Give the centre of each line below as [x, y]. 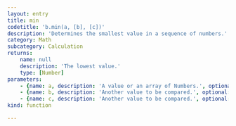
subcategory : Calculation [45, 46]
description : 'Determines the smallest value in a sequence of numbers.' [118, 33]
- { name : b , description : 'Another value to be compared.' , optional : [125, 92]
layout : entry [28, 14]
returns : [20, 53]
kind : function [29, 106]
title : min [23, 20]
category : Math [29, 40]
